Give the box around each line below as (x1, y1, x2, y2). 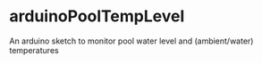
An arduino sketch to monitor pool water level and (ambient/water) (9, 35, 254, 46)
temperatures (9, 44, 60, 55)
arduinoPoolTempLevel (9, 6, 185, 27)
